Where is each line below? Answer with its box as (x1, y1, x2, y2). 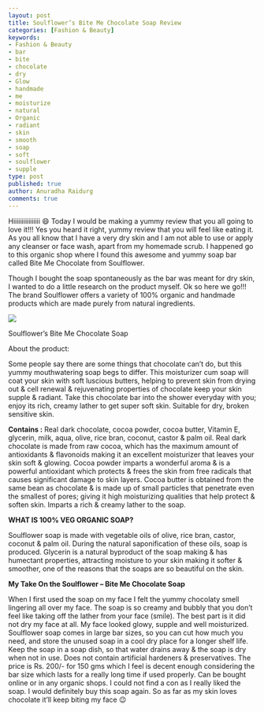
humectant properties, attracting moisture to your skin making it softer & (8, 555, 243, 565)
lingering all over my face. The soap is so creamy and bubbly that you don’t (8, 603, 253, 612)
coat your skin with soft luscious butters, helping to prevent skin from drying (8, 376, 256, 385)
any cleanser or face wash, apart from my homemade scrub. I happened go (8, 241, 254, 250)
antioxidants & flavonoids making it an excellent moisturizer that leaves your (8, 450, 255, 459)
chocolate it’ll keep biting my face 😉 (8, 695, 127, 704)
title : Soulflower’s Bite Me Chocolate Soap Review (8, 19, 181, 27)
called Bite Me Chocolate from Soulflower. (8, 258, 145, 268)
